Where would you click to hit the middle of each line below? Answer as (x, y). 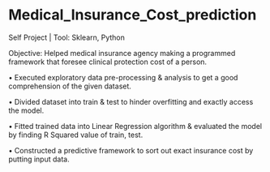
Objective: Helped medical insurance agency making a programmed (122, 53)
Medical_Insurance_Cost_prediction (133, 15)
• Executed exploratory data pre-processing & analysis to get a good (123, 77)
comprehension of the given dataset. (70, 86)
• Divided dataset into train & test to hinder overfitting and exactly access (131, 101)
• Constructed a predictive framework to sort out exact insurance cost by (131, 150)
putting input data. (39, 159)
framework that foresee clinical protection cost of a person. (108, 62)
